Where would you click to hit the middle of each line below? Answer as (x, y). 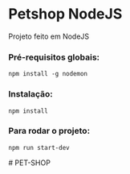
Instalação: (31, 94)
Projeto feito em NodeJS (49, 36)
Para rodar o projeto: (49, 131)
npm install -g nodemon (48, 74)
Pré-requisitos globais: (54, 57)
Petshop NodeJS (65, 14)
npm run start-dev (39, 147)
